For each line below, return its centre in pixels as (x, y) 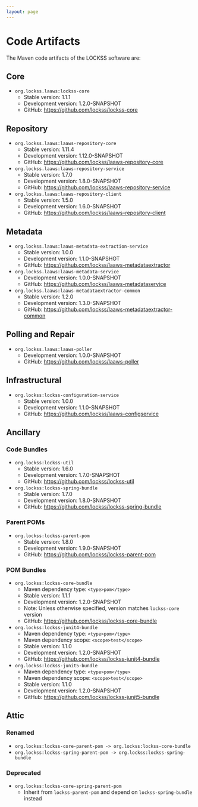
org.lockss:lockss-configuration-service (67, 395)
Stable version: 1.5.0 (48, 200)
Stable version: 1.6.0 (48, 469)
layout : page (22, 12)
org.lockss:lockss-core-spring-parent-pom (68, 786)
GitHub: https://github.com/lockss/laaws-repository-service (97, 187)
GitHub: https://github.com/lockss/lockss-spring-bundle (92, 507)
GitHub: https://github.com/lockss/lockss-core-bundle (90, 621)
